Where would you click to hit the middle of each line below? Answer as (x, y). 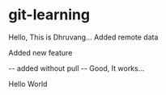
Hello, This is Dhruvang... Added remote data (83, 37)
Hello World (28, 84)
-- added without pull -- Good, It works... (77, 68)
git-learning (49, 15)
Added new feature (40, 52)
